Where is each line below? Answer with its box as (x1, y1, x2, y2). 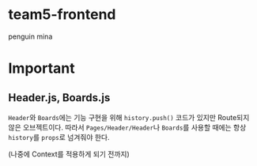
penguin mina (8, 32, 53, 41)
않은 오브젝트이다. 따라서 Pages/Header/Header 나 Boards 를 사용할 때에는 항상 (8, 123, 247, 132)
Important (8, 59, 75, 77)
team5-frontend (8, 6, 116, 24)
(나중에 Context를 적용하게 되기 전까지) (8, 149, 130, 159)
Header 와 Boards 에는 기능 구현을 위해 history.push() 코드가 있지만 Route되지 (8, 112, 250, 122)
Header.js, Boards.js (8, 91, 111, 104)
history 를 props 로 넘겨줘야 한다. (8, 132, 110, 141)
